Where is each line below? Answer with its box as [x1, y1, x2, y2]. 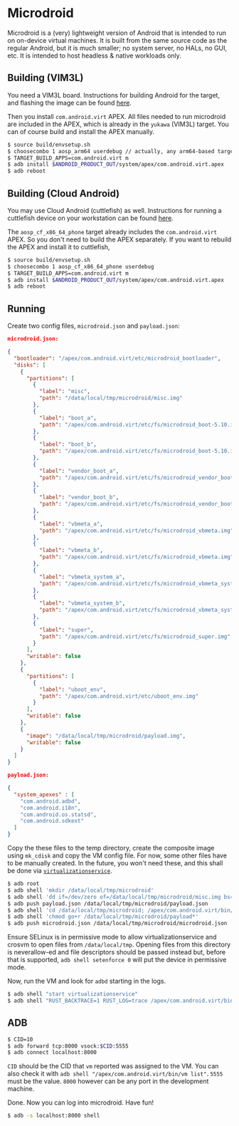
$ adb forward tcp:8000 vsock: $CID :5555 [7, 1042, 129, 1050]
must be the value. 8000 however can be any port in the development [7, 1077, 209, 1085]
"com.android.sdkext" [20, 818, 84, 825]
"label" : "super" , [38, 626, 94, 633]
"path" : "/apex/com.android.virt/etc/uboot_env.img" [38, 692, 199, 699]
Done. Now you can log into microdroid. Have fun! [7, 1098, 154, 1107]
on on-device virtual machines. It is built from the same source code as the [7, 36, 228, 44]
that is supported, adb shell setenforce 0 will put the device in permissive [7, 956, 227, 964]
